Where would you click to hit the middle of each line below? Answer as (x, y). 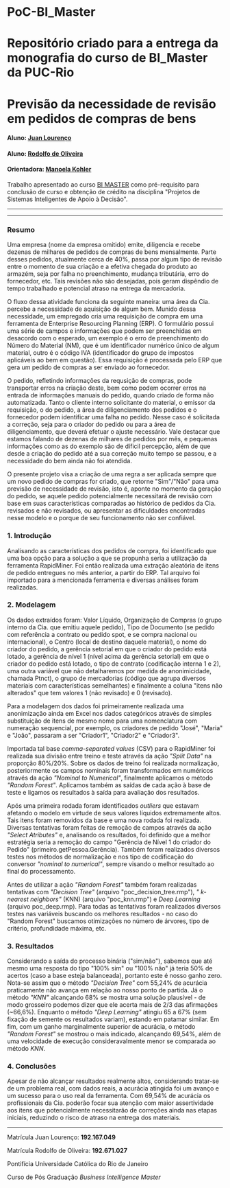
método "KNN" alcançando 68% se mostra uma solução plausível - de (106, 998)
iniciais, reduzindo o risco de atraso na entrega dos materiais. (94, 1118)
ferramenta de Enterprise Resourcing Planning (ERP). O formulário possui (111, 324)
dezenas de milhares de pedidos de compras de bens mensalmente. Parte (112, 252)
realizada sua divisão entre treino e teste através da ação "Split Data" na (110, 756)
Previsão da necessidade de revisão (112, 104)
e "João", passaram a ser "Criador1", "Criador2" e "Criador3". (93, 735)
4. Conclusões (32, 1067)
